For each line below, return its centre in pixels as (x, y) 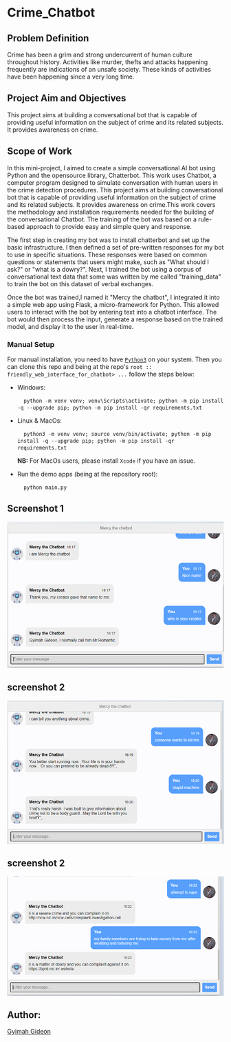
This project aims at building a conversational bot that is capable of (102, 114)
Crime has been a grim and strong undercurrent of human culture (100, 54)
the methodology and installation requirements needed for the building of (111, 212)
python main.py (45, 488)
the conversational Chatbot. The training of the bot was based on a (102, 219)
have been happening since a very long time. (71, 77)
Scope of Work (40, 151)
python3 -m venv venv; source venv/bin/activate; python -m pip (118, 434)
